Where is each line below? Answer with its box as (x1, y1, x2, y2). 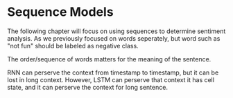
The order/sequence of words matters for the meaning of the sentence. (7, 55, 212, 63)
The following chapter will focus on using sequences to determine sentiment (7, 27, 226, 35)
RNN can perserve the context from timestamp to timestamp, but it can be (7, 68, 219, 77)
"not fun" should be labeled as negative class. (7, 41, 139, 50)
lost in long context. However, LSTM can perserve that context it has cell (7, 75, 215, 84)
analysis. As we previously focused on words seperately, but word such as (7, 34, 221, 42)
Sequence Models (7, 4, 114, 20)
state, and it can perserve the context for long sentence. (7, 83, 169, 91)
